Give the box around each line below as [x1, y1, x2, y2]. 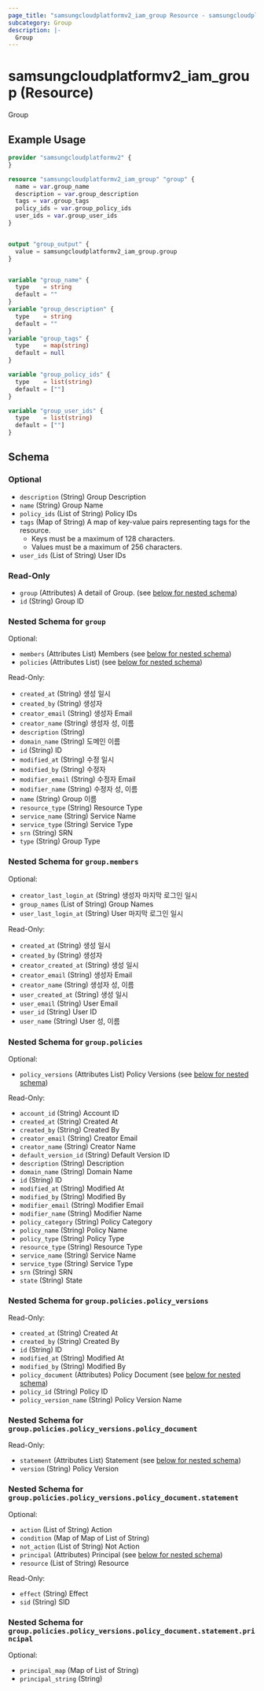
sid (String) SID [19, 1597, 71, 1606]
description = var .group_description [15, 190, 139, 198]
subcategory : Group [8, 19, 72, 27]
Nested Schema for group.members [8, 856, 139, 867]
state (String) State [19, 1276, 82, 1285]
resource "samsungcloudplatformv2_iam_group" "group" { [8, 175, 195, 183]
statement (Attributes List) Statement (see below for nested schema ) [19, 1456, 241, 1465]
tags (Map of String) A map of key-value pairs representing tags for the [19, 517, 251, 526]
